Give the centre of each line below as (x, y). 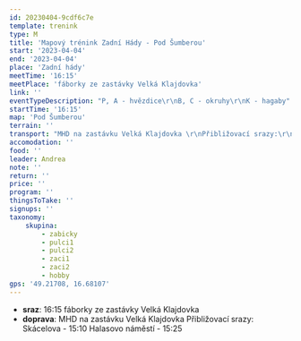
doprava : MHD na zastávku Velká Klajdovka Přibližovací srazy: (138, 319)
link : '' (26, 92)
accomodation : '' (42, 142)
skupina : (42, 226)
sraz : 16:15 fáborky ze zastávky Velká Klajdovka (111, 309)
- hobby (56, 276)
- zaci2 (56, 268)
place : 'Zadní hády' (48, 68)
